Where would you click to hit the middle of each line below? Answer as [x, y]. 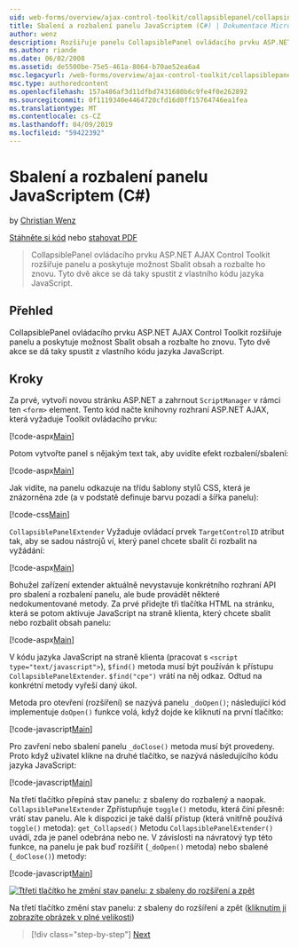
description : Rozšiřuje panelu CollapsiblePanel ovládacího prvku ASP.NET [150, 42]
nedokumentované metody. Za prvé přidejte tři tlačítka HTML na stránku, [142, 604]
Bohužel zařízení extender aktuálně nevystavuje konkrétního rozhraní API [143, 585]
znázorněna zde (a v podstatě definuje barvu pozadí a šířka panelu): [134, 497]
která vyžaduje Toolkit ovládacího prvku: [83, 419]
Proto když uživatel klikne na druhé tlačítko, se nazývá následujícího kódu [144, 756]
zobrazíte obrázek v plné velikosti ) [72, 917]
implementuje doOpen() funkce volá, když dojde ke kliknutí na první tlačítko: [146, 712]
